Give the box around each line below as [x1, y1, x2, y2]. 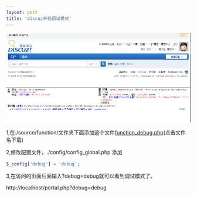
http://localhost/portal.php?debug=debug [6, 184, 107, 191]
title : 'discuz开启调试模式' [6, 15, 72, 22]
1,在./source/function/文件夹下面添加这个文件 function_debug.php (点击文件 [6, 129, 186, 136]
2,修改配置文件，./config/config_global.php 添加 [6, 148, 123, 155]
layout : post [6, 9, 38, 15]
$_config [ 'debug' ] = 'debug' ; [6, 161, 80, 167]
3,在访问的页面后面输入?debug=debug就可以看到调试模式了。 [6, 172, 156, 179]
